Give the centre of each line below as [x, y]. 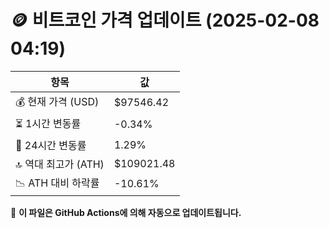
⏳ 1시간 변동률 [48, 123]
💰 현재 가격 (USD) [57, 101]
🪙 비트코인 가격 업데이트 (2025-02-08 [165, 20]
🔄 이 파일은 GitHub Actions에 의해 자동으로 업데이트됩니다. [126, 212]
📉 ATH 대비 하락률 [57, 183]
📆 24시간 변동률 [51, 145]
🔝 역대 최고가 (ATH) [60, 164]
